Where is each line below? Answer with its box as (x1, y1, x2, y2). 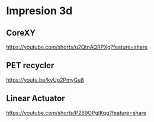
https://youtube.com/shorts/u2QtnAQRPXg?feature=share (6, 43, 148, 50)
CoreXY (6, 28, 36, 38)
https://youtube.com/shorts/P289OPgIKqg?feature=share (6, 109, 147, 116)
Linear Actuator (6, 94, 65, 104)
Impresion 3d (6, 4, 73, 18)
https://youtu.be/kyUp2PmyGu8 (6, 76, 84, 84)
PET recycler (6, 60, 54, 70)
